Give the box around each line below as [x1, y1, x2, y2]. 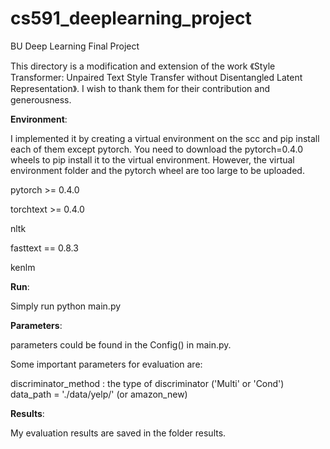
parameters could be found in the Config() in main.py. [10, 338, 232, 351]
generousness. [10, 93, 72, 106]
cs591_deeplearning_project [10, 7, 252, 30]
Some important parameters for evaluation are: [10, 358, 203, 370]
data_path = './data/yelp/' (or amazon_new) [10, 388, 188, 400]
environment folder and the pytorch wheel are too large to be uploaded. [10, 164, 305, 176]
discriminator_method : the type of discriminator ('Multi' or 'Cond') [10, 377, 285, 389]
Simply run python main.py [10, 300, 122, 312]
